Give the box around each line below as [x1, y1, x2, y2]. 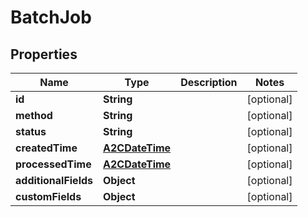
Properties [10, 46, 78, 63]
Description [180, 76, 238, 89]
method [15, 109, 53, 122]
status [15, 125, 47, 138]
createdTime [15, 141, 78, 155]
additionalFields [15, 174, 94, 187]
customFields [15, 190, 82, 203]
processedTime [15, 157, 92, 171]
